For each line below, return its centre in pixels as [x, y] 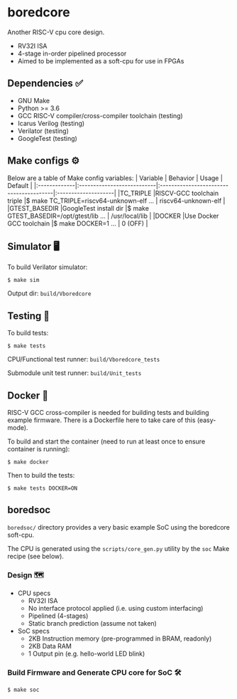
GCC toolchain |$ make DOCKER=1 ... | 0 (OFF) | [78, 223]
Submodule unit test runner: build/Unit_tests [75, 373]
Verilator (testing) [43, 131]
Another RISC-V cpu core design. [56, 32]
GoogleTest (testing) [48, 138]
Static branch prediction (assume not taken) [93, 624]
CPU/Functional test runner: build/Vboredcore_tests [84, 359]
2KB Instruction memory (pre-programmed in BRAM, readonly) [120, 638]
